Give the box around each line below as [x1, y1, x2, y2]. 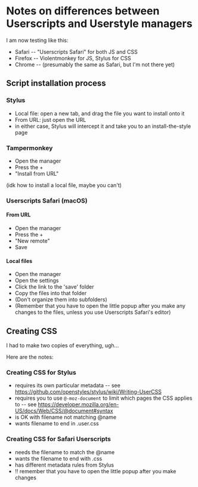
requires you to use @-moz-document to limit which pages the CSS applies [14, 394, 193, 402]
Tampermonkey [6, 143, 53, 152]
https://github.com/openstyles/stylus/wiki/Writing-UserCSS [14, 388, 162, 396]
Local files [6, 257, 33, 264]
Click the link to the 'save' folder [14, 283, 94, 290]
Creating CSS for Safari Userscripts [6, 435, 112, 443]
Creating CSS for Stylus [6, 368, 76, 376]
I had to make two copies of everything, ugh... [6, 342, 119, 349]
